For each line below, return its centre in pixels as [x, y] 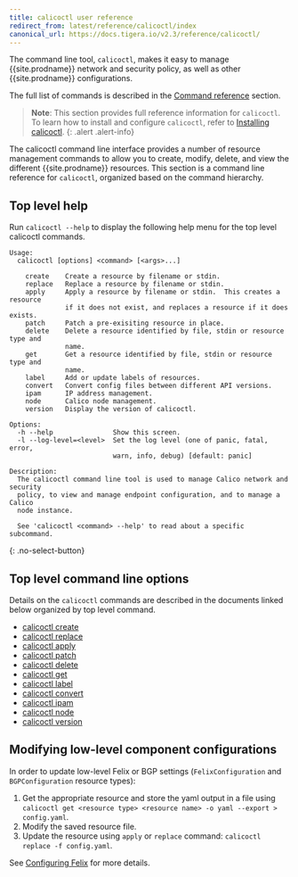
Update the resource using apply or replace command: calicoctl [141, 836]
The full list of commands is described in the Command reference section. [145, 95]
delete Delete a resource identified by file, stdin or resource [155, 331]
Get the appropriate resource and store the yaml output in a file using [149, 798]
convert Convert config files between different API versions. [149, 386]
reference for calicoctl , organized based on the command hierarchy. [137, 178]
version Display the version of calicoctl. [111, 410]
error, [21, 448]
